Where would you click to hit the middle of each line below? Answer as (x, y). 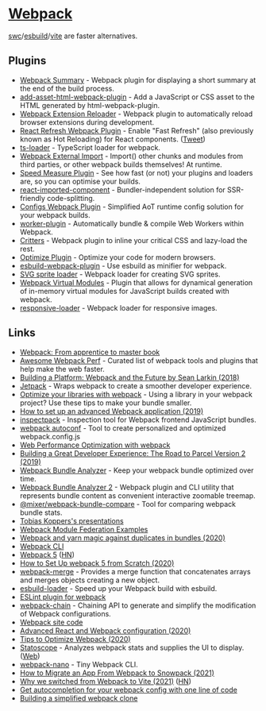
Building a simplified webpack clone (79, 698)
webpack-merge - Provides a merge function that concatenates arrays (135, 571)
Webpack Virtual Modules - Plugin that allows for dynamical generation (136, 282)
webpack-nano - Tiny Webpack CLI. (79, 664)
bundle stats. (41, 512)
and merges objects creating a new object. (90, 580)
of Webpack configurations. (65, 613)
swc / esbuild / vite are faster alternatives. (73, 36)
